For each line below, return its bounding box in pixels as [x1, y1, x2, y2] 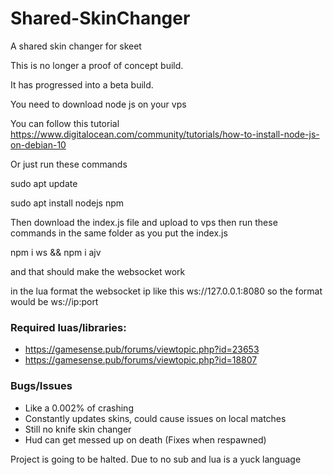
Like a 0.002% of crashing [24, 402, 134, 414]
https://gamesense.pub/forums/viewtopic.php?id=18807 [24, 354, 258, 366]
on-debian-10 [10, 138, 67, 151]
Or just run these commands [10, 158, 128, 170]
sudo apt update [10, 177, 78, 189]
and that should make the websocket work [10, 265, 186, 277]
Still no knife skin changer [24, 423, 132, 435]
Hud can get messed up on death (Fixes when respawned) [24, 433, 267, 446]
